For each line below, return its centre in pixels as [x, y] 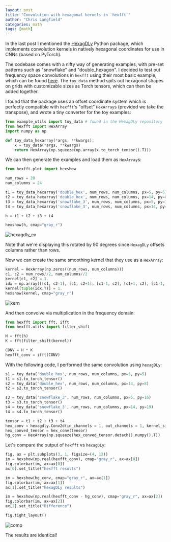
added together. [22, 92]
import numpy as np [26, 131]
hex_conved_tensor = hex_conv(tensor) [46, 431]
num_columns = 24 [24, 183]
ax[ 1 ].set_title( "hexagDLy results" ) [45, 487]
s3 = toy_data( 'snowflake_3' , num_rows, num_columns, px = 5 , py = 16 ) [78, 398]
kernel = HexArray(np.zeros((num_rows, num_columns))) [65, 269]
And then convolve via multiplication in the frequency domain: [70, 313]
